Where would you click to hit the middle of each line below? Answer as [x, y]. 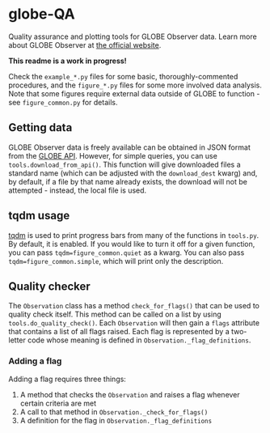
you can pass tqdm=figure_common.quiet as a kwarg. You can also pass [127, 253]
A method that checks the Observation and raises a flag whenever [130, 394]
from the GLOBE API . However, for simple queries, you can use [113, 155]
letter [17, 340]
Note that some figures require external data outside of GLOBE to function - [134, 93]
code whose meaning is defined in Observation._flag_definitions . [139, 340]
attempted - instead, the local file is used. [78, 190]
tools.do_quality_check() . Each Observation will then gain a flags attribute [134, 323]
